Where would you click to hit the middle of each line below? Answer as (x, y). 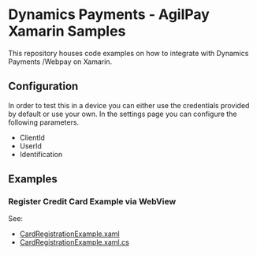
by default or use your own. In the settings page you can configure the (123, 114)
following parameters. (44, 122)
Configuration (43, 86)
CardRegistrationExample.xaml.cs (74, 242)
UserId (30, 146)
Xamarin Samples (67, 31)
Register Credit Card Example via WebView (92, 201)
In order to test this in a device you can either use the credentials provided (129, 105)
